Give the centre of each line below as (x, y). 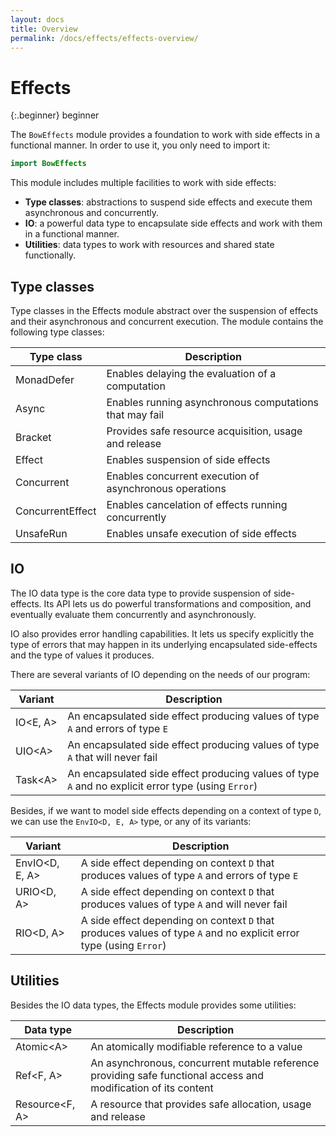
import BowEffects (48, 164)
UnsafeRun (41, 533)
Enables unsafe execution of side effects (202, 533)
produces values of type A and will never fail (184, 904)
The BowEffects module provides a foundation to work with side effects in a (165, 135)
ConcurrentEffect (56, 511)
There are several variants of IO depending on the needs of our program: (160, 674)
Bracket (33, 437)
